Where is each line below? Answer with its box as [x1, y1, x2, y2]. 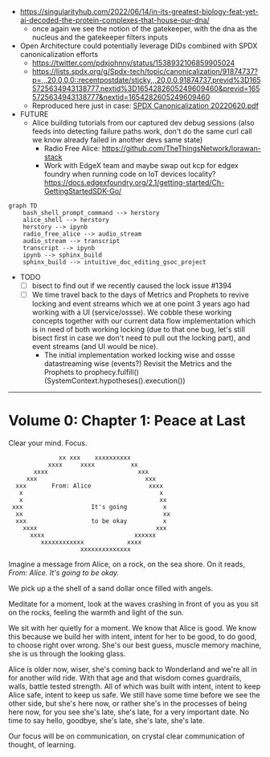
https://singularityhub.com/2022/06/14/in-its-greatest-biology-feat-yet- [19, 7, 259, 16]
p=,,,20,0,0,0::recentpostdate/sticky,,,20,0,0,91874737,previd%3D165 [31, 76, 261, 84]
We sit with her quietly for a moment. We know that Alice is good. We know [8, 623, 257, 633]
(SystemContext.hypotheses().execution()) [43, 376, 186, 385]
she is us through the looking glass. [8, 649, 126, 659]
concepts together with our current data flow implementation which [31, 316, 256, 326]
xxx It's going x [11, 503, 167, 512]
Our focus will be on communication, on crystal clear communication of [8, 731, 245, 741]
